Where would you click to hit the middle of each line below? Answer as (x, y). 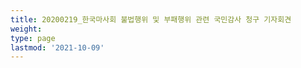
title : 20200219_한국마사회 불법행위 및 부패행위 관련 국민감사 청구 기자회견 (151, 19)
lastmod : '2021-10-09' (57, 47)
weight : (26, 29)
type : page (33, 38)
